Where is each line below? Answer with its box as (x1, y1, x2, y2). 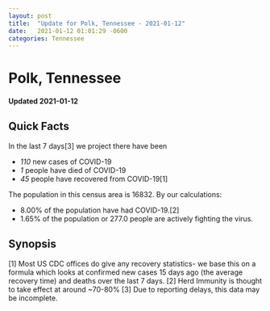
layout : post (8, 11, 52, 20)
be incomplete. (8, 292, 58, 303)
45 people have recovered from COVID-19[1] (19, 174, 168, 183)
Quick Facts (8, 120, 70, 133)
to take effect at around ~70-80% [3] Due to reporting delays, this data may (8, 284, 260, 294)
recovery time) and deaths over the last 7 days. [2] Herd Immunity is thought (8, 275, 263, 285)
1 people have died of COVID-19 (19, 165, 127, 174)
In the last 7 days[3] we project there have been (8, 141, 168, 150)
